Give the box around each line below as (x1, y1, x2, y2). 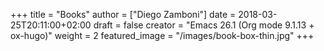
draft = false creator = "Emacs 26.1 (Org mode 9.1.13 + (93, 19, 315, 31)
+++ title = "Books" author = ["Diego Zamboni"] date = (10, 9, 237, 20)
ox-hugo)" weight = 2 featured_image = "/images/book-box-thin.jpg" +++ (10, 30, 315, 41)
